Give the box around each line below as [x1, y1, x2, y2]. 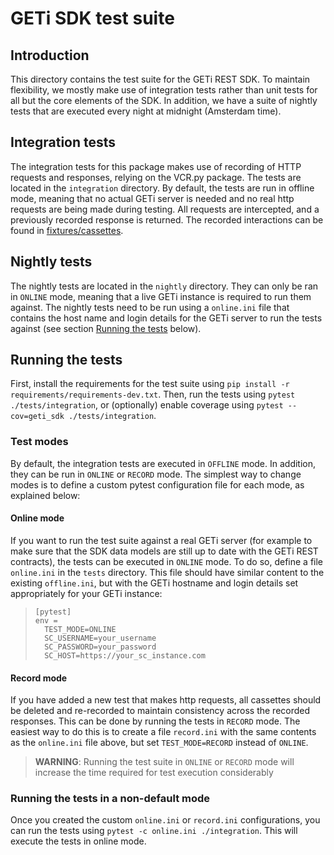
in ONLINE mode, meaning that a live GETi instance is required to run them [10, 290, 312, 302]
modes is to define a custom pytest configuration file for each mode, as [10, 478, 305, 491]
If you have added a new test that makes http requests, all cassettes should [10, 694, 322, 706]
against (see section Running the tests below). [10, 322, 202, 334]
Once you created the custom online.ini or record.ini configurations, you [10, 814, 321, 826]
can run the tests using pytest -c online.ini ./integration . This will [10, 825, 298, 837]
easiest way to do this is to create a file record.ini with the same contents [10, 726, 317, 738]
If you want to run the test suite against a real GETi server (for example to [10, 534, 313, 546]
